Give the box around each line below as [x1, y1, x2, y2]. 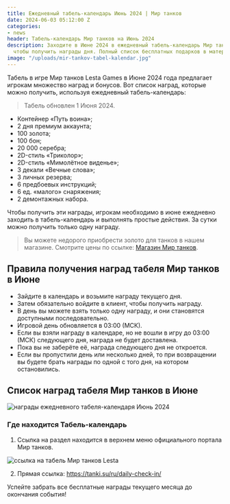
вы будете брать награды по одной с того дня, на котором [16, 357, 189, 365]
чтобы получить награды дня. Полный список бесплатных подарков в [13, 49, 207, 56]
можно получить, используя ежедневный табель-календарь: [7, 88, 186, 96]
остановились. [16, 365, 60, 373]
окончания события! [7, 490, 67, 498]
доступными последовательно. [16, 313, 110, 322]
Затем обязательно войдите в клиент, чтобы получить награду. [16, 299, 203, 307]
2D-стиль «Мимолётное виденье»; [16, 158, 119, 167]
